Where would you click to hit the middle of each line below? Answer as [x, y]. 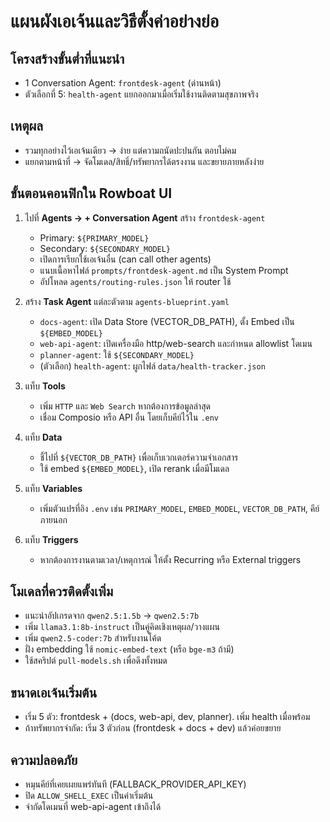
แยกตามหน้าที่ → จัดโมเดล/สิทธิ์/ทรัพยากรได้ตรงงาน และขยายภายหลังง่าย [144, 161]
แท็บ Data [43, 437]
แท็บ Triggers [51, 539]
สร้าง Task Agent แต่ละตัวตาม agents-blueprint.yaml [127, 301]
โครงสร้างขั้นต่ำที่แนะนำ [67, 58]
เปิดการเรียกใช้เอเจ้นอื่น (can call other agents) [125, 259]
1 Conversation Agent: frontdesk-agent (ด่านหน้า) [123, 83]
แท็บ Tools [45, 386]
